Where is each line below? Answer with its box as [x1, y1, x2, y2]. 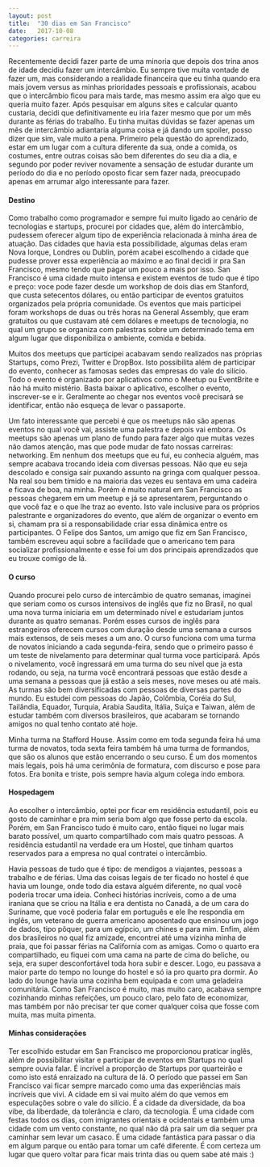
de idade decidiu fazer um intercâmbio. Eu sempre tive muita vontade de [8, 65, 250, 75]
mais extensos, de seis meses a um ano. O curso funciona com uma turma [8, 633, 256, 642]
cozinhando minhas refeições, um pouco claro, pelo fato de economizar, [8, 992, 249, 1002]
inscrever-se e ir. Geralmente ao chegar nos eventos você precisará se [8, 392, 244, 402]
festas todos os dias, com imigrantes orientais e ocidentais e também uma [8, 1115, 255, 1125]
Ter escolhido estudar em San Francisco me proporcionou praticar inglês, [8, 1047, 253, 1056]
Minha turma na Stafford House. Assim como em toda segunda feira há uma [8, 735, 260, 744]
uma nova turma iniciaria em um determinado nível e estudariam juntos [8, 607, 244, 617]
